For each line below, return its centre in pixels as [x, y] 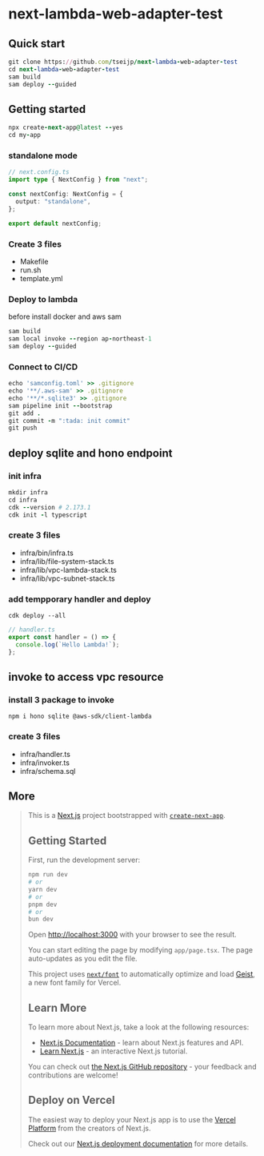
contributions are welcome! [73, 1075]
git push [23, 428]
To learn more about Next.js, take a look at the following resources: [138, 1027]
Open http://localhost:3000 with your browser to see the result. [132, 935]
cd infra [23, 500]
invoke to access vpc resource [86, 677]
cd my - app [25, 135]
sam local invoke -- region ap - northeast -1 [80, 339]
